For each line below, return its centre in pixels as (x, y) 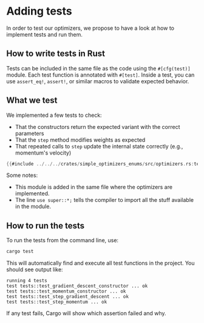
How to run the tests (46, 225)
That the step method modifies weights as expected (80, 140)
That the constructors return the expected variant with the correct (97, 127)
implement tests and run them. (45, 34)
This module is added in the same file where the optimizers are (94, 187)
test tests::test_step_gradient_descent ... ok (68, 297)
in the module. (33, 207)
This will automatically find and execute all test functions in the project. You (101, 263)
